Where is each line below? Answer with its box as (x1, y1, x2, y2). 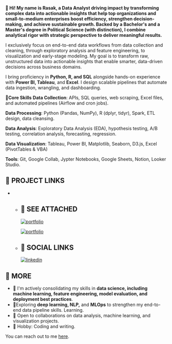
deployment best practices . (12, 296, 73, 302)
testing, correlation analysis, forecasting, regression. (5, 131, 117, 137)
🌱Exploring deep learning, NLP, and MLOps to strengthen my (12, 301, 143, 308)
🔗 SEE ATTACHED (20, 205, 78, 214)
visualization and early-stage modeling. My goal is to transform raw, (5, 53, 149, 59)
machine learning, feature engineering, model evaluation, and (12, 291, 148, 297)
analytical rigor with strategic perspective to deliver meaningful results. (5, 32, 162, 38)
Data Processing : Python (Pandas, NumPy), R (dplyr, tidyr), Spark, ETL (5, 110, 156, 116)
